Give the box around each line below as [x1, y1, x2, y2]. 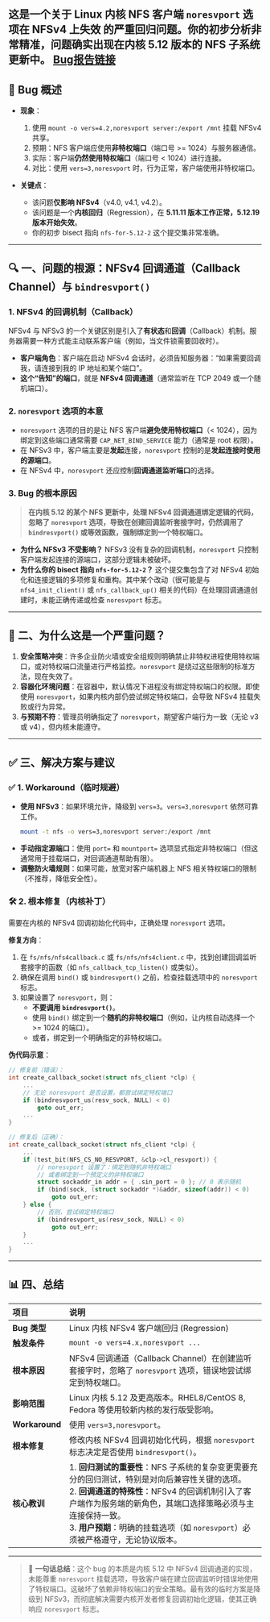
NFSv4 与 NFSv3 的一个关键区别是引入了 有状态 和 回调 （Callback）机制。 [8, 326, 250, 335]
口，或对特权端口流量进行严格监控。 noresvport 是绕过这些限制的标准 [19, 662, 249, 672]
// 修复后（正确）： [8, 1133, 64, 1142]
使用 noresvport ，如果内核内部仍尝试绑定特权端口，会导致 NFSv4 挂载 [19, 692, 254, 701]
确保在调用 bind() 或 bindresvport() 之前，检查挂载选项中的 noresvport [19, 972, 259, 982]
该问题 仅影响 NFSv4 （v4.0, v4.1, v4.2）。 [31, 198, 167, 207]
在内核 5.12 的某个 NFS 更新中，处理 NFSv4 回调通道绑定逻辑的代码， [27, 507, 259, 518]
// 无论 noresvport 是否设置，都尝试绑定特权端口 [22, 1088, 173, 1096]
